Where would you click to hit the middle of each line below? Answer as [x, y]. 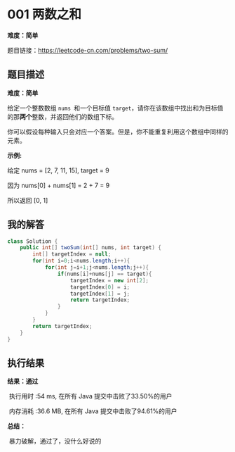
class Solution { [33, 241]
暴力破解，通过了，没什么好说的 [55, 441]
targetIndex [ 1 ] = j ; [100, 294]
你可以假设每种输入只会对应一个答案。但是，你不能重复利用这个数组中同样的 [118, 132]
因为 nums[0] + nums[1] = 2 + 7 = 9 [59, 185]
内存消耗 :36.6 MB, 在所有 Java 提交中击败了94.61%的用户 [93, 411]
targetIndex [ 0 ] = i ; [100, 287]
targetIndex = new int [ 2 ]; [109, 280]
